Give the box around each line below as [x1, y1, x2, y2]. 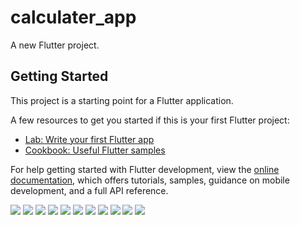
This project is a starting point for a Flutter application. [10, 94, 234, 106]
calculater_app [10, 6, 137, 29]
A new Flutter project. [10, 39, 100, 51]
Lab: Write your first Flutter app [24, 133, 155, 145]
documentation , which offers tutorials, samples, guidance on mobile [10, 174, 290, 186]
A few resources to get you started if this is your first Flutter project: [10, 114, 290, 126]
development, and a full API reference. [10, 184, 169, 196]
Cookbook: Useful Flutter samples [24, 144, 166, 156]
